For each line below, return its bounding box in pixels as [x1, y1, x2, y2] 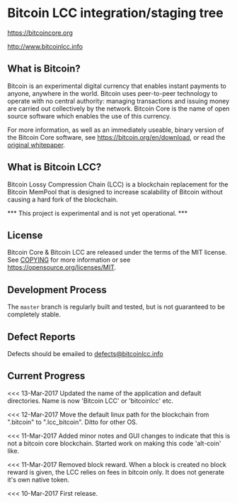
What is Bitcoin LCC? [7, 161, 102, 173]
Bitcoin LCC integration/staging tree [7, 5, 224, 21]
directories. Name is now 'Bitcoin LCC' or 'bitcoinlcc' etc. [7, 396, 174, 405]
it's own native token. [7, 475, 69, 484]
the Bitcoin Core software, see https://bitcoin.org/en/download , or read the [7, 133, 226, 141]
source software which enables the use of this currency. [7, 111, 172, 120]
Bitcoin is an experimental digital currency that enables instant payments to [7, 82, 226, 90]
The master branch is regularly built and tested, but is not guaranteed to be [7, 303, 225, 311]
